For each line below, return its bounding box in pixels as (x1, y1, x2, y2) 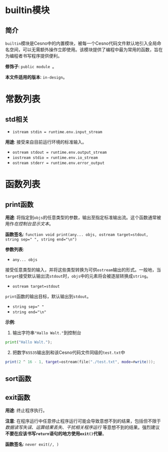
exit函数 (5, 393, 30, 401)
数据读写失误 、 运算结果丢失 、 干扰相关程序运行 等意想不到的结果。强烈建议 (5, 424, 160, 430)
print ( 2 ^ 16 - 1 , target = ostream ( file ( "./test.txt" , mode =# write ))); (5, 359, 155, 364)
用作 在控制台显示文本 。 (5, 221, 53, 227)
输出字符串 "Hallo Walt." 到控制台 (12, 330, 81, 336)
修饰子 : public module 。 (5, 64, 57, 69)
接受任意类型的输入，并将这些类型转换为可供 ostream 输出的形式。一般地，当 (5, 267, 161, 273)
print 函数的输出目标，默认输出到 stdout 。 (5, 294, 91, 299)
